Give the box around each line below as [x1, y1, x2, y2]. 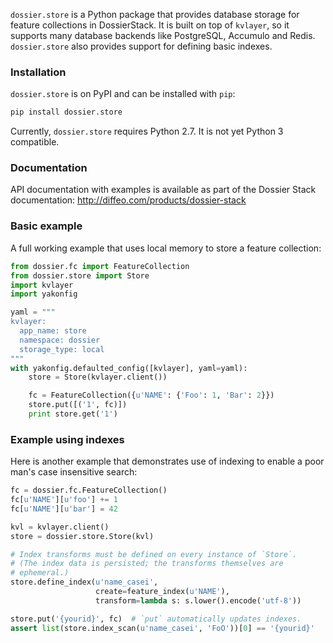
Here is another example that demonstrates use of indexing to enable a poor [10, 455, 325, 468]
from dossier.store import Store [10, 270, 150, 281]
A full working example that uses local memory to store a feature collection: [10, 242, 322, 254]
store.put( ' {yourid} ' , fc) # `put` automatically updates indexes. [10, 614, 302, 624]
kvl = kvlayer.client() [10, 522, 110, 532]
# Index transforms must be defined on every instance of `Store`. [10, 549, 298, 559]
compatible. [10, 136, 60, 148]
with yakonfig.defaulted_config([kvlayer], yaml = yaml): [10, 363, 248, 373]
